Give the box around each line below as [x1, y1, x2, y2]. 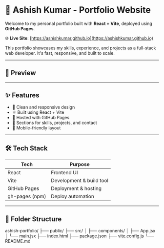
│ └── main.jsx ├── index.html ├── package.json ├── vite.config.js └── [5, 233, 155, 239]
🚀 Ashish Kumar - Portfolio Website [5, 4, 151, 16]
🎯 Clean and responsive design [12, 104, 75, 110]
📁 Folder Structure [5, 215, 62, 223]
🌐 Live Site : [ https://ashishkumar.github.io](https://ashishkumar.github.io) [5, 35, 154, 41]
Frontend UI [51, 169, 78, 176]
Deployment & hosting [51, 185, 102, 192]
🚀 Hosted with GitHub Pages [12, 114, 70, 120]
